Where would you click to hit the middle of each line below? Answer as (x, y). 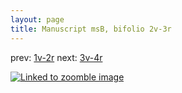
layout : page (37, 19)
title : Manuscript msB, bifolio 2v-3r (91, 29)
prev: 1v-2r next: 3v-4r (56, 57)
